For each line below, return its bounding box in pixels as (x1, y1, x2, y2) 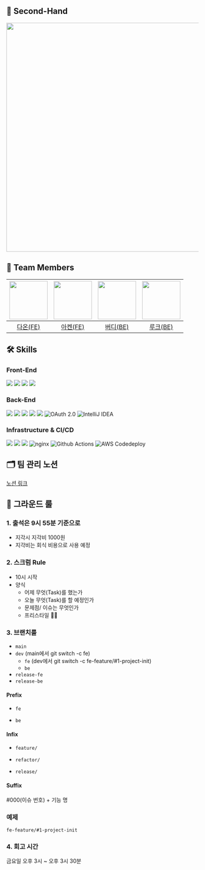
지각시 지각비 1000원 (15, 534, 66, 541)
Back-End (6, 396, 36, 404)
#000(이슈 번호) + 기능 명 (6, 796, 68, 803)
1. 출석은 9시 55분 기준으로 (6, 519, 81, 527)
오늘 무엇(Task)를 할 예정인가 (24, 596, 95, 603)
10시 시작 (15, 573, 38, 581)
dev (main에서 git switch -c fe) (15, 650, 90, 657)
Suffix (6, 782, 23, 789)
